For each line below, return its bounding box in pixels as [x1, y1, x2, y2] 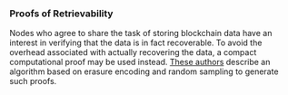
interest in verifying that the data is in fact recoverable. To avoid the [9, 37, 263, 48]
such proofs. [9, 76, 57, 87]
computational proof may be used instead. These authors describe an [9, 57, 271, 68]
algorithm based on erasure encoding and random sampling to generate [9, 66, 279, 77]
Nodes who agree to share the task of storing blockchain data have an [9, 28, 273, 39]
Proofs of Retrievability [9, 7, 114, 20]
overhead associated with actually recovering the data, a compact [9, 47, 257, 58]
